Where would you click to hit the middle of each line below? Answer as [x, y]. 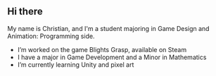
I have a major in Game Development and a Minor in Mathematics [112, 57]
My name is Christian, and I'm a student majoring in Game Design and [108, 28]
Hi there [25, 12]
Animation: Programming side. [51, 36]
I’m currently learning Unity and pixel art [76, 64]
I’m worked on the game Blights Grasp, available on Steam [102, 49]
